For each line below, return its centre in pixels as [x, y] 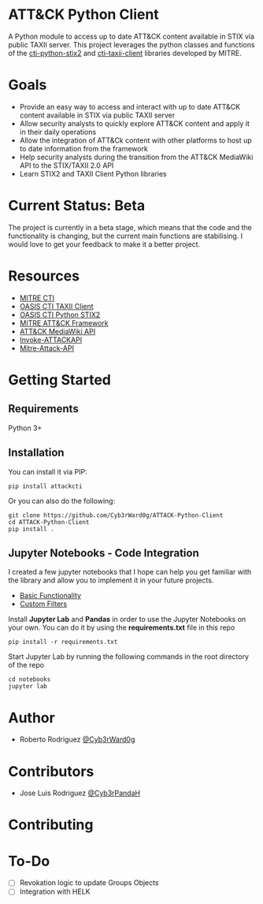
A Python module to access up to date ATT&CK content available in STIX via [131, 36]
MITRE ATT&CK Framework [64, 323]
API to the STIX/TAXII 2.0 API [67, 165]
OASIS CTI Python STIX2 [60, 314]
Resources [44, 276]
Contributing [51, 825]
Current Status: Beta [77, 206]
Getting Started [60, 379]
